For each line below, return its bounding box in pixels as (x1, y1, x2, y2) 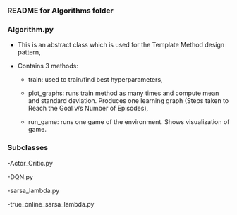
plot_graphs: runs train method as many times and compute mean (28, 89, 219, 97)
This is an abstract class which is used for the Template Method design (17, 41, 225, 49)
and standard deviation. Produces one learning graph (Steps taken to (28, 97, 229, 105)
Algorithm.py (7, 24, 54, 34)
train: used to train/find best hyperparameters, (28, 75, 164, 84)
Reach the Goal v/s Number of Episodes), (28, 104, 149, 113)
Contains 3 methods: (17, 62, 79, 70)
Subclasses (7, 143, 48, 153)
